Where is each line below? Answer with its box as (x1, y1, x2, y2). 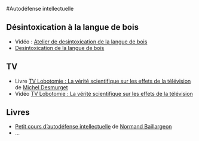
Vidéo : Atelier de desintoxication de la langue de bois (14, 38, 148, 45)
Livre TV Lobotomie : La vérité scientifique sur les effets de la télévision (14, 77, 191, 84)
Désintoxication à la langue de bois (6, 22, 139, 32)
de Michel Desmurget (14, 83, 68, 91)
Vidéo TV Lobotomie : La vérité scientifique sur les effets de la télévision (14, 90, 193, 97)
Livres (6, 107, 30, 118)
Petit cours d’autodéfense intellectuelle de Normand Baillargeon (14, 123, 172, 130)
